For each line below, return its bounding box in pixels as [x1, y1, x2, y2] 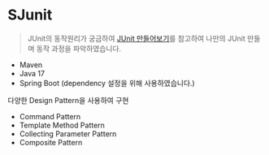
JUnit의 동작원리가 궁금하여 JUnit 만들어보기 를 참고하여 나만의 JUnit [27, 33, 245, 43]
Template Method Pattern [19, 120, 105, 130]
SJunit [7, 6, 53, 24]
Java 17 [19, 68, 46, 78]
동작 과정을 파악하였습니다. [36, 43, 122, 54]
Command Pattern [19, 111, 81, 121]
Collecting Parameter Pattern [19, 128, 117, 139]
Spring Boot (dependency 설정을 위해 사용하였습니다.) [19, 78, 196, 88]
